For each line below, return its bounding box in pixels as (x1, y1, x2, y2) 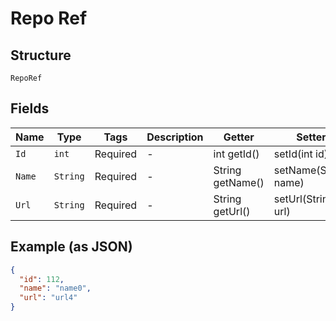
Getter (223, 130, 255, 144)
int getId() (213, 147, 260, 161)
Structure (10, 47, 72, 64)
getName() (213, 175, 265, 189)
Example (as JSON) (10, 238, 133, 256)
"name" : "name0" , (19, 283, 92, 294)
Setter (296, 130, 327, 144)
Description (146, 130, 204, 144)
